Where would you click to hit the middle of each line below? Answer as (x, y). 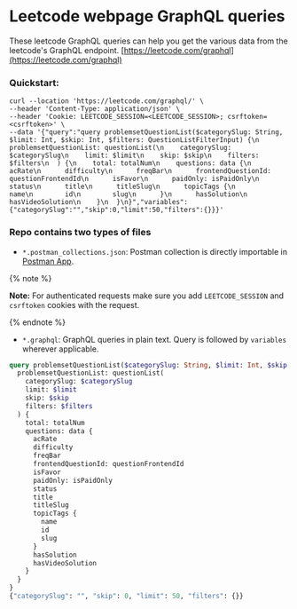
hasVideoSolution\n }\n (59, 202)
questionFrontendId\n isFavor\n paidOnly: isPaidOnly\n (134, 179)
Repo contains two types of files (80, 233)
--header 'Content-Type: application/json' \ (94, 109)
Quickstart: (34, 83)
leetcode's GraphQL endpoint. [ (66, 50)
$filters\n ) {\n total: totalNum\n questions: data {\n (130, 163)
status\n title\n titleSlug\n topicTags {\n (123, 187)
